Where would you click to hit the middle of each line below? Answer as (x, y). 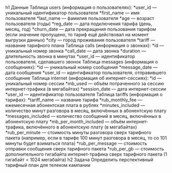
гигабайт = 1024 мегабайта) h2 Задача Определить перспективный (79, 160)
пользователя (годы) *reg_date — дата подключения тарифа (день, (79, 24)
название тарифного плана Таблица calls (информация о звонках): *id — (85, 45)
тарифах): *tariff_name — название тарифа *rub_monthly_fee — (74, 100)
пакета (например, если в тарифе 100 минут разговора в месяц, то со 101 (86, 138)
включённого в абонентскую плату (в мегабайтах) (81, 127)
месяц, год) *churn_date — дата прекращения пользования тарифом (81, 29)
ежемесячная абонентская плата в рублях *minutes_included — (75, 105)
